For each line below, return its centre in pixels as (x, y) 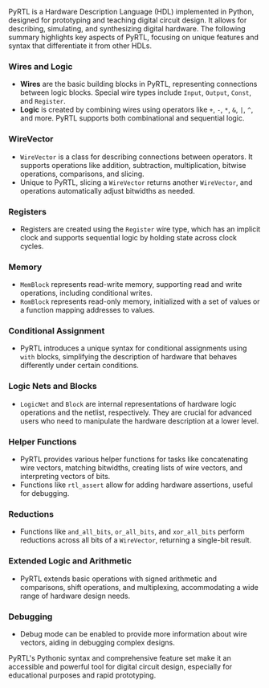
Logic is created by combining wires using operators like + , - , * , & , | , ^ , (137, 110)
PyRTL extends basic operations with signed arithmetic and (118, 579)
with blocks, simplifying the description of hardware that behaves (128, 357)
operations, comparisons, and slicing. (82, 174)
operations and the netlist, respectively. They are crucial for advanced (136, 412)
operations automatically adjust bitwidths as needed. (107, 190)
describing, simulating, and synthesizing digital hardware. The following (127, 29)
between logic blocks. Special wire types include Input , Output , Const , (135, 92)
